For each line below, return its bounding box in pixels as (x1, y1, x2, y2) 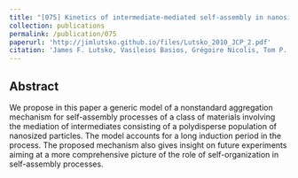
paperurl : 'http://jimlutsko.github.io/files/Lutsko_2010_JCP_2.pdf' (9, 37, 272, 47)
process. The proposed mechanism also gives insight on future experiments (9, 139, 287, 151)
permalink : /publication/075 (9, 29, 117, 38)
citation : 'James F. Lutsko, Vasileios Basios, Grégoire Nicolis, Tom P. (9, 46, 288, 55)
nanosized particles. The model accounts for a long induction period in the (9, 130, 282, 141)
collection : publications (9, 21, 105, 30)
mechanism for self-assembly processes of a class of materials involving (9, 112, 276, 122)
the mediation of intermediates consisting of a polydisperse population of (9, 120, 278, 131)
